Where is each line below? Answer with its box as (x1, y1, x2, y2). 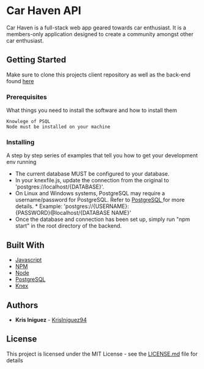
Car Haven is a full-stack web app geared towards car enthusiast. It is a (6, 24, 186, 31)
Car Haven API (6, 4, 81, 18)
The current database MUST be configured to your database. (15, 170, 170, 177)
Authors (6, 300, 38, 310)
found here (6, 77, 34, 84)
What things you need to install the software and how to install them (6, 106, 177, 114)
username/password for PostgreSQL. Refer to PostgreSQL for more (15, 196, 185, 204)
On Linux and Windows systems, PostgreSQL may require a (15, 190, 166, 197)
